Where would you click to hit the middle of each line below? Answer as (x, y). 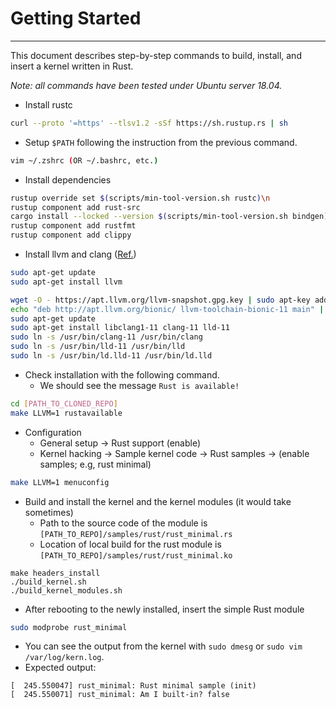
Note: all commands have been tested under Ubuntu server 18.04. (146, 85)
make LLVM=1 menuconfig (60, 482)
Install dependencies (68, 179)
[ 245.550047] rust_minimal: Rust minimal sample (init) (133, 686)
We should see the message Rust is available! (139, 385)
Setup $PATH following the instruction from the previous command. (161, 142)
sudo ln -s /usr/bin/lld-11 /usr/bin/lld (98, 347)
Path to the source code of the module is (123, 523)
